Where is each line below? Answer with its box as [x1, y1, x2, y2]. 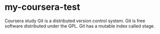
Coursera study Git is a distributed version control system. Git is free [4, 18, 146, 24]
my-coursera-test [4, 1, 80, 13]
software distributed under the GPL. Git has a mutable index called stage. [4, 23, 155, 29]
